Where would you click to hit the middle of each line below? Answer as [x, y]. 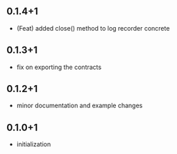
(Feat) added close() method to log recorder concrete [93, 28]
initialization [34, 144]
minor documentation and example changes [79, 106]
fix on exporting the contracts [59, 67]
